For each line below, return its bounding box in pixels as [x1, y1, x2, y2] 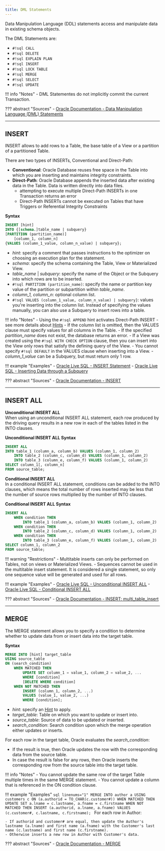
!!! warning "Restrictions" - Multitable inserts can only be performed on [5, 556, 149, 562]
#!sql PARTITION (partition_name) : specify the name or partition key [12, 281, 152, 287]
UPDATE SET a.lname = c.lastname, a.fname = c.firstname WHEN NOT [5, 801, 144, 806]
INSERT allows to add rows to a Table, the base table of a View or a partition [5, 143, 159, 149]
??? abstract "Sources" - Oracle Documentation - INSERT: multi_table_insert [5, 596, 159, 602]
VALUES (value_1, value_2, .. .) [23, 693, 89, 698]
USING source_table [5, 656, 45, 661]
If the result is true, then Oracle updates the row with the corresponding [12, 746, 158, 752]
